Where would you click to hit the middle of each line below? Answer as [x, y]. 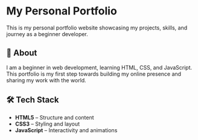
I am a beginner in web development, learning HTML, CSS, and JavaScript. [99, 67]
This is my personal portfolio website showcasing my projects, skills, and [97, 28]
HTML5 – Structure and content [55, 117]
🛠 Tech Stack [33, 100]
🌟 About [22, 53]
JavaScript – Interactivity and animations [66, 130]
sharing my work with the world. [46, 80]
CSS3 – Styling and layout [47, 124]
